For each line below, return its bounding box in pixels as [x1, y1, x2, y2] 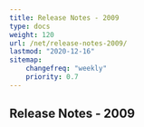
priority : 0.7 [25, 73, 79, 82]
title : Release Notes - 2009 [9, 13, 120, 23]
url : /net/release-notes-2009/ [9, 38, 128, 48]
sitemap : [9, 55, 43, 64]
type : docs [9, 22, 51, 31]
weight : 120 [9, 30, 54, 39]
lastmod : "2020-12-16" [9, 47, 95, 56]
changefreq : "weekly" [25, 64, 107, 73]
